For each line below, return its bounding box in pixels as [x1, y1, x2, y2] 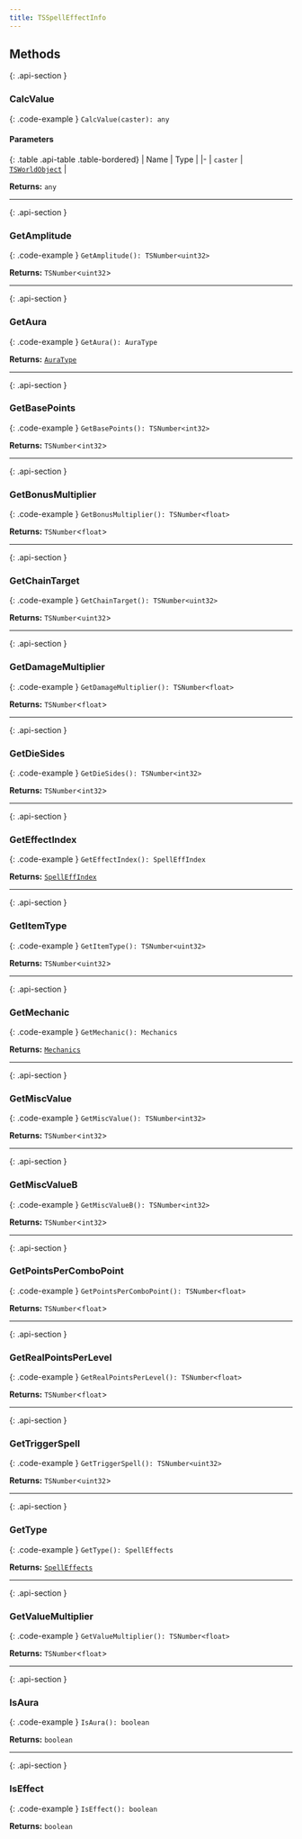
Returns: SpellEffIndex [9, 871, 97, 883]
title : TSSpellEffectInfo [9, 13, 106, 23]
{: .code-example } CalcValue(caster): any [9, 113, 170, 124]
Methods [9, 47, 61, 62]
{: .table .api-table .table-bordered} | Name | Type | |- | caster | [9, 154, 244, 165]
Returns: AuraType [9, 353, 77, 365]
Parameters [9, 134, 54, 145]
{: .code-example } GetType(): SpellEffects [9, 1544, 173, 1554]
